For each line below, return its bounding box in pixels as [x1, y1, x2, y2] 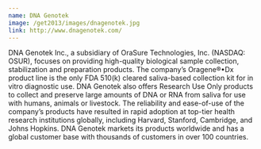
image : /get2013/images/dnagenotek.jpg [8, 19, 140, 27]
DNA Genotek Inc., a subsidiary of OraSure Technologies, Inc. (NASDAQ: [8, 48, 246, 58]
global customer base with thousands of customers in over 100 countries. [8, 132, 248, 142]
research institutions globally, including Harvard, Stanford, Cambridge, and [8, 116, 253, 125]
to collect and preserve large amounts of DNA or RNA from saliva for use [8, 90, 246, 100]
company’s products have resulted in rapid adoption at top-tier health [8, 107, 236, 117]
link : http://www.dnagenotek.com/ [8, 26, 123, 34]
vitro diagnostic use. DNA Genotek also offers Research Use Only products [8, 82, 254, 91]
